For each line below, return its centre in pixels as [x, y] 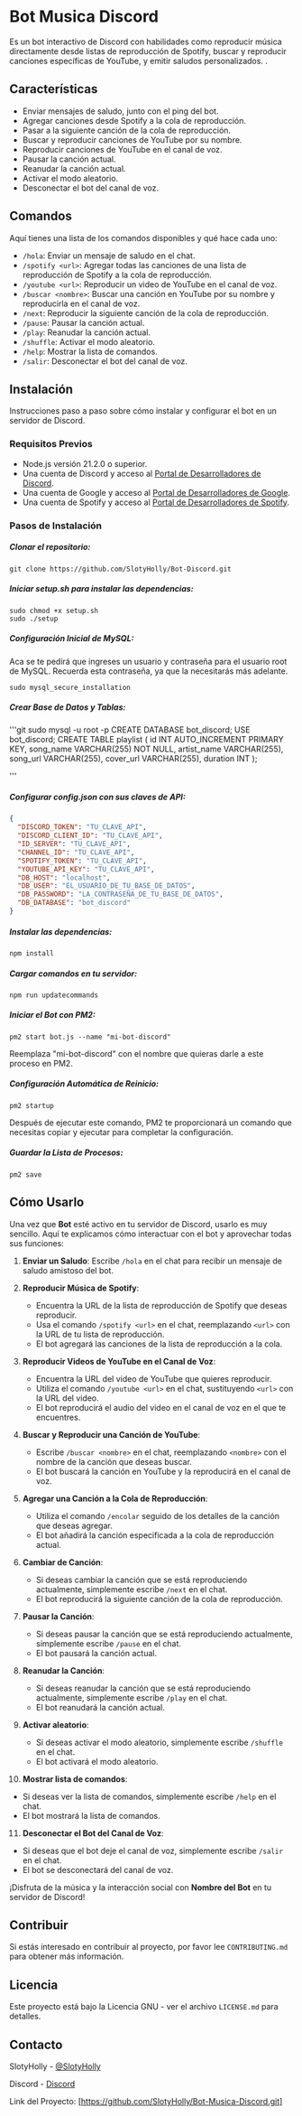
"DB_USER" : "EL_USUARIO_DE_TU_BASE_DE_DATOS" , [106, 886]
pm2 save [26, 1175]
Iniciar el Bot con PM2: [53, 1015]
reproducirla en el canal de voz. [81, 303]
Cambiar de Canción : [63, 1562]
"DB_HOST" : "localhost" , [64, 878]
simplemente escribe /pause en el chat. [109, 1643]
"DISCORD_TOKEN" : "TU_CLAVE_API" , [82, 827]
